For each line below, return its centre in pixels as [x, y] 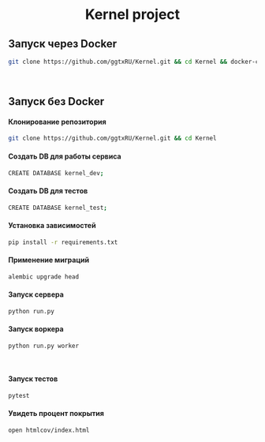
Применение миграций [49, 260]
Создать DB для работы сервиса [65, 156]
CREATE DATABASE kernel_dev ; [56, 173]
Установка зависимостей [52, 226]
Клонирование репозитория [57, 122]
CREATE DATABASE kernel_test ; [58, 208]
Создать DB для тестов [48, 191]
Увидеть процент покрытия [56, 414]
